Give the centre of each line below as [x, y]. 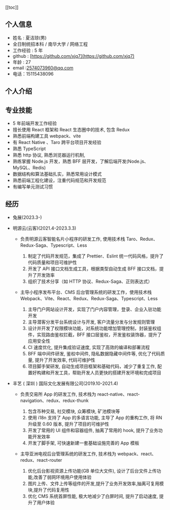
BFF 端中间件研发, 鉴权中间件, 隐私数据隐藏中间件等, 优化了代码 [94, 353]
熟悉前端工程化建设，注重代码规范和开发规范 [59, 180]
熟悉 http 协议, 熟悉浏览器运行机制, [49, 155]
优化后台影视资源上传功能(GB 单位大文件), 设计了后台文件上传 [92, 470]
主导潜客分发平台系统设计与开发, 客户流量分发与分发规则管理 [91, 322]
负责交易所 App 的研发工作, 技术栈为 [58, 394]
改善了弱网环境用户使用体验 [63, 477]
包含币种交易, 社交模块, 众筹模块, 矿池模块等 [74, 411]
